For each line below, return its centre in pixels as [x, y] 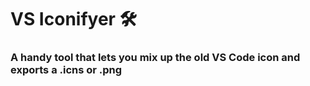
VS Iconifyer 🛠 [74, 19]
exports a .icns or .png [66, 70]
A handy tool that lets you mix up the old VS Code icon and [155, 58]
